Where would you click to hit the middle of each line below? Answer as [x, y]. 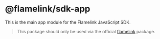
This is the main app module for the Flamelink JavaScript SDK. [68, 22]
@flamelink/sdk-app [48, 9]
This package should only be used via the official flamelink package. [86, 31]
